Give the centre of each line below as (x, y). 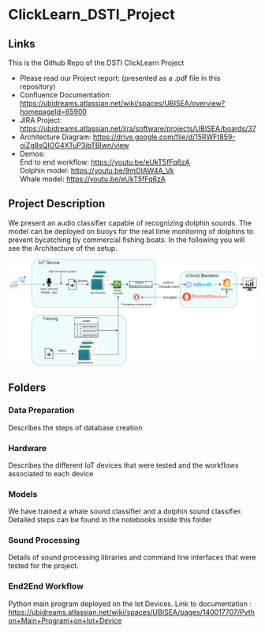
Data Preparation (41, 411)
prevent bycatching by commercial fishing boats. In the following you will (127, 240)
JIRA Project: (41, 120)
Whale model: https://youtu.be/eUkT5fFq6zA (92, 179)
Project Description (57, 204)
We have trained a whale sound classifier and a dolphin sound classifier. (125, 511)
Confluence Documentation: (65, 95)
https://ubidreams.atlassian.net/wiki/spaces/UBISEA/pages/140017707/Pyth (131, 612)
